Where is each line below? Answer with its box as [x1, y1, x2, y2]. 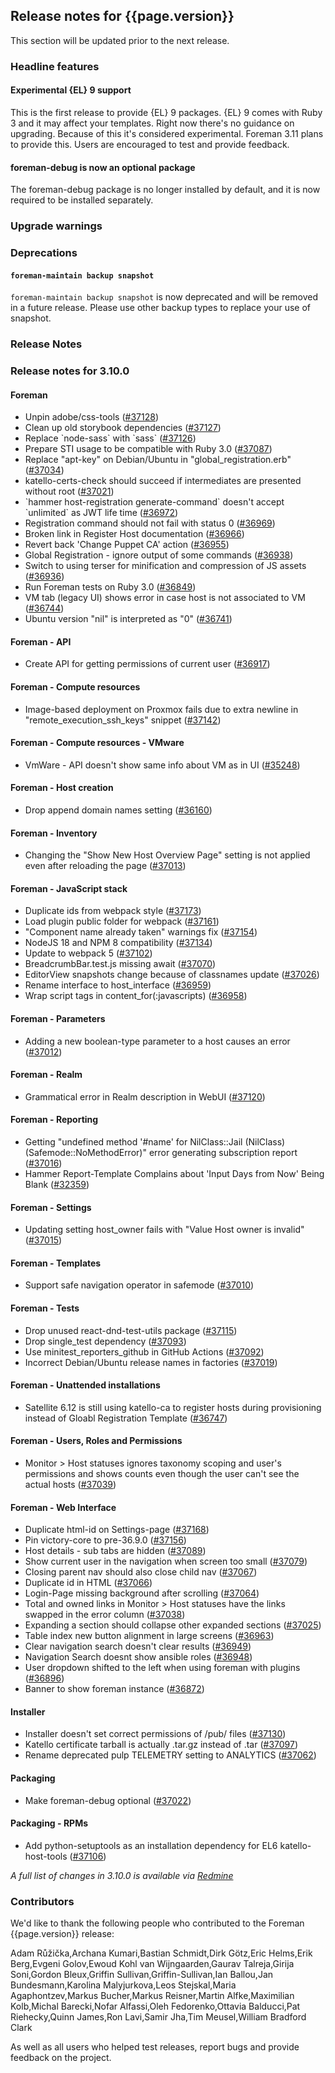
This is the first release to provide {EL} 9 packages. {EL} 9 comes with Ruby [10, 106, 323, 118]
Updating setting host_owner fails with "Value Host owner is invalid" [24, 1224, 305, 1236]
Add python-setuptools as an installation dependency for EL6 [24, 1839, 278, 1851]
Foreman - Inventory [10, 827, 98, 839]
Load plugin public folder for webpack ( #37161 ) [24, 915, 220, 928]
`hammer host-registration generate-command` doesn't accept [24, 496, 285, 508]
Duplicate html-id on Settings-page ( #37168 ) [24, 1524, 210, 1536]
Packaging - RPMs [10, 1817, 89, 1829]
